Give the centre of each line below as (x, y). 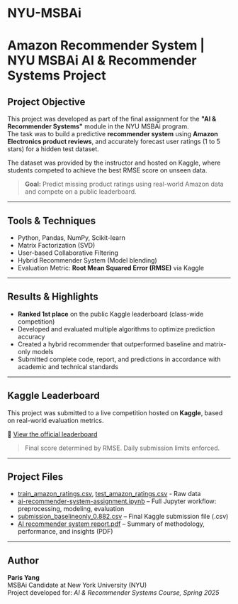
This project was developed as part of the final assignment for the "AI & (112, 119)
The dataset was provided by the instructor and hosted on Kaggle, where (114, 163)
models (42, 351)
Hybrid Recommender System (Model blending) (87, 260)
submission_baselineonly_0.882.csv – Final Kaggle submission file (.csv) (123, 517)
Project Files (35, 477)
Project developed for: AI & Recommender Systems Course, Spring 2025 (113, 593)
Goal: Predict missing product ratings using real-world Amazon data (124, 184)
